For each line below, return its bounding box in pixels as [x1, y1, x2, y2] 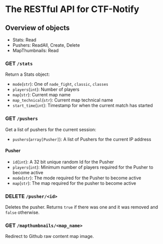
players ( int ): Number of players [12, 86, 80, 92]
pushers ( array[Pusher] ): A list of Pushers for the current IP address [12, 136, 151, 142]
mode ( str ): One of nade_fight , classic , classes [12, 81, 109, 87]
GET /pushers [5, 115, 38, 122]
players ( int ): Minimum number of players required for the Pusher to [12, 164, 153, 170]
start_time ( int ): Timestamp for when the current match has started [12, 102, 153, 108]
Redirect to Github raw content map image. [5, 233, 94, 239]
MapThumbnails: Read [12, 48, 59, 53]
